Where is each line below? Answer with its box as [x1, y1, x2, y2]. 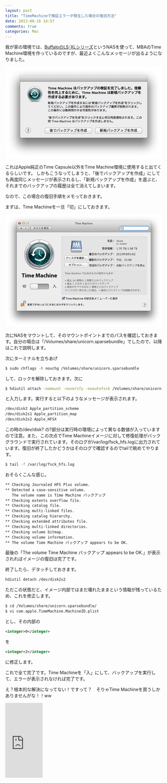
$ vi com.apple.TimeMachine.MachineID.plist [5, 609, 99, 614]
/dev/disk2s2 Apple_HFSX [5, 417, 57, 422]
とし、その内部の [5, 618, 40, 624]
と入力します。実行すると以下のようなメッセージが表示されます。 [5, 395, 140, 401]
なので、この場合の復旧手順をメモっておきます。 [5, 194, 105, 199]
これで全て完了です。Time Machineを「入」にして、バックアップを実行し [5, 669, 156, 675]
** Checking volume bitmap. [5, 529, 64, 535]
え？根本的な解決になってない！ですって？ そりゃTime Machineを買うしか [5, 686, 161, 692]
